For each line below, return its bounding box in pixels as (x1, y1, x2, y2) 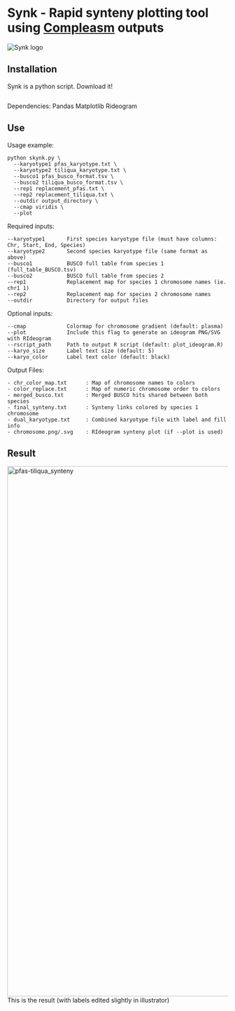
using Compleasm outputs (7, 20, 164, 36)
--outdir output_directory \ (13, 197, 99, 204)
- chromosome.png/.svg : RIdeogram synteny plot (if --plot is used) (7, 428, 224, 436)
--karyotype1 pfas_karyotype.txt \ (13, 160, 117, 168)
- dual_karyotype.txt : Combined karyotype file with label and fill (7, 416, 227, 423)
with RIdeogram (7, 335, 52, 342)
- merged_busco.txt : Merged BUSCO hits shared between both (7, 391, 208, 399)
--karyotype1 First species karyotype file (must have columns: (7, 235, 218, 243)
